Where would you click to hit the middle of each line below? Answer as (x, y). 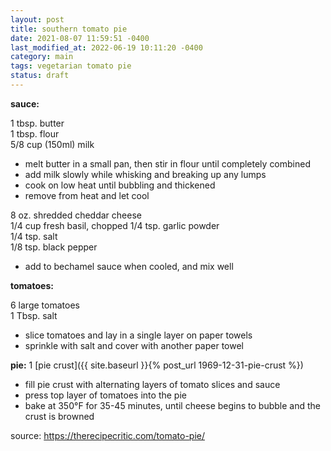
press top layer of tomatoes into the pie (105, 395)
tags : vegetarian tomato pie (71, 66)
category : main (42, 57)
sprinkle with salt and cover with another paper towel (134, 345)
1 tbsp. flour (35, 133)
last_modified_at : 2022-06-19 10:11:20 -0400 (106, 47)
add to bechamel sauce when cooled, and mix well (129, 266)
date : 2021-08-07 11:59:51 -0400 (80, 38)
